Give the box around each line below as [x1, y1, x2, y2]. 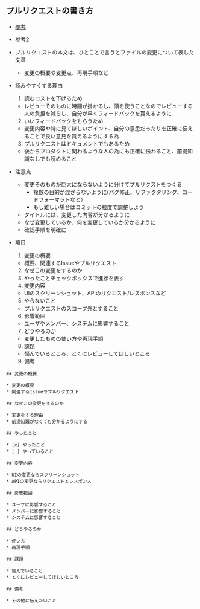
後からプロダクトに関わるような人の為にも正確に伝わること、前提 [23, 147, 188, 155]
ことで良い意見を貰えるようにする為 [29, 132, 119, 140]
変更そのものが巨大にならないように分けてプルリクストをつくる [23, 181, 183, 188]
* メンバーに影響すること [6, 508, 61, 514]
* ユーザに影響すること [6, 501, 57, 507]
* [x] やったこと [6, 442, 45, 448]
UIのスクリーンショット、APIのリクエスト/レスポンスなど [23, 289, 166, 297]
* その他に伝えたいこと [6, 598, 57, 604]
